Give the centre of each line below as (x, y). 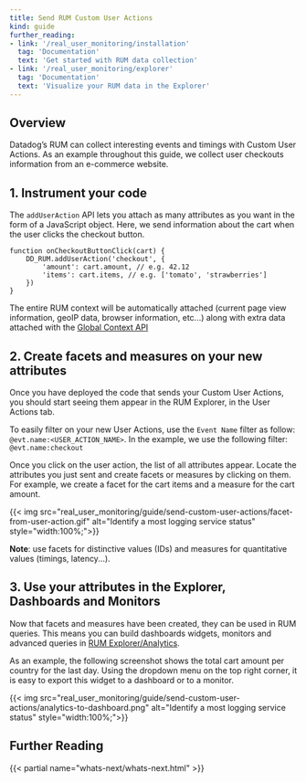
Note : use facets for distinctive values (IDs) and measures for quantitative (148, 549)
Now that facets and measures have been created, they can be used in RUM (153, 623)
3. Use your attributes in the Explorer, (118, 587)
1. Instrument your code (79, 193)
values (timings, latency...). (60, 559)
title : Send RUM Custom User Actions (81, 18)
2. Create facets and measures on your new (136, 356)
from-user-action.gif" (50, 522)
